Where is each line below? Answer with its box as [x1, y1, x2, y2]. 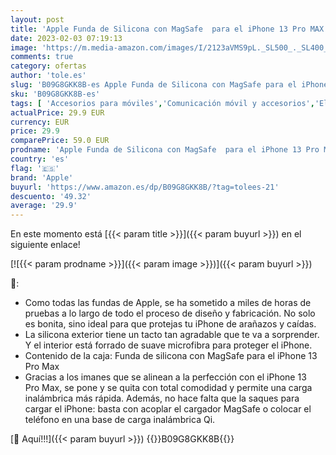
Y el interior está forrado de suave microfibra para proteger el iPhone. [24, 339, 313, 351]
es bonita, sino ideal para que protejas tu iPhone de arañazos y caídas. [24, 318, 317, 330]
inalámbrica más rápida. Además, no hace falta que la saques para [24, 392, 300, 405]
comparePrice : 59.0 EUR [10, 136, 110, 146]
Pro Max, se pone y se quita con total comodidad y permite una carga [24, 382, 313, 394]
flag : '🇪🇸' [10, 163, 60, 173]
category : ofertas [10, 61, 87, 71]
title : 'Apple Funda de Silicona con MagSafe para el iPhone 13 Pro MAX [10, 24, 325, 34]
